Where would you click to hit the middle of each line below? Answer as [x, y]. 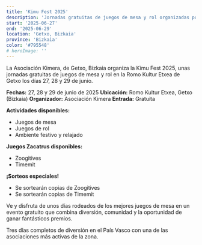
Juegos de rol [32, 128]
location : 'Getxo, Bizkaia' [41, 34]
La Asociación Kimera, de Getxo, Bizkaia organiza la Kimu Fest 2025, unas [98, 68]
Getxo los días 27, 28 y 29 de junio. [50, 80]
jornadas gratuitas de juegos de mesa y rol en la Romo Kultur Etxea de [93, 74]
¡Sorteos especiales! [32, 176]
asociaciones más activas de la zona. [52, 236]
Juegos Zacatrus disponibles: [44, 146]
